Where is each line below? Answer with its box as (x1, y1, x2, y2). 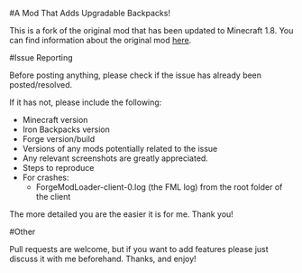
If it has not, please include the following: (9, 97, 162, 108)
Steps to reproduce (22, 163, 95, 173)
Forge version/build (22, 134, 96, 144)
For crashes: (22, 172, 69, 183)
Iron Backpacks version (22, 124, 110, 135)
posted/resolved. (9, 80, 73, 89)
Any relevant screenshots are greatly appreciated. (22, 153, 209, 164)
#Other (9, 226, 36, 237)
